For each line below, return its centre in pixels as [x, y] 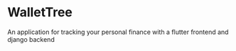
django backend [31, 39]
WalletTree [40, 12]
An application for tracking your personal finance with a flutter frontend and [118, 32]
